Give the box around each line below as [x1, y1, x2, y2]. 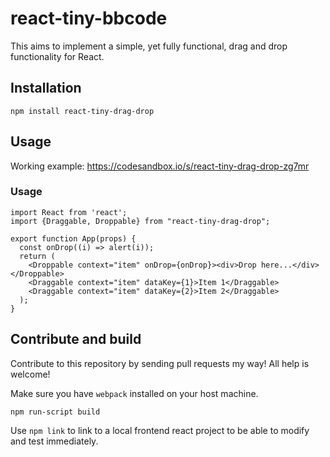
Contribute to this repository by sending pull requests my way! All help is [10, 357, 310, 369]
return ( [19, 251, 56, 261]
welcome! [10, 368, 51, 380]
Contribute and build [10, 331, 142, 348]
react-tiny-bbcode [10, 7, 168, 30]
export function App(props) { [10, 233, 137, 244]
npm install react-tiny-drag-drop [10, 106, 155, 116]
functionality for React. [10, 50, 105, 62]
